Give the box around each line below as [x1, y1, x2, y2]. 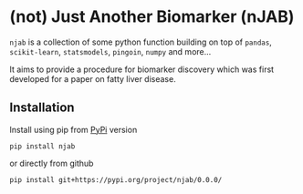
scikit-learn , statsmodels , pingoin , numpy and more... [9, 46, 212, 56]
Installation [9, 100, 75, 116]
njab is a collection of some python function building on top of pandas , [9, 36, 272, 47]
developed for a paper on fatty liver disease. [9, 73, 176, 84]
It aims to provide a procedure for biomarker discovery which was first [9, 64, 275, 75]
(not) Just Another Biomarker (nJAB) [9, 6, 295, 27]
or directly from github [9, 158, 94, 168]
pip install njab [9, 141, 76, 151]
